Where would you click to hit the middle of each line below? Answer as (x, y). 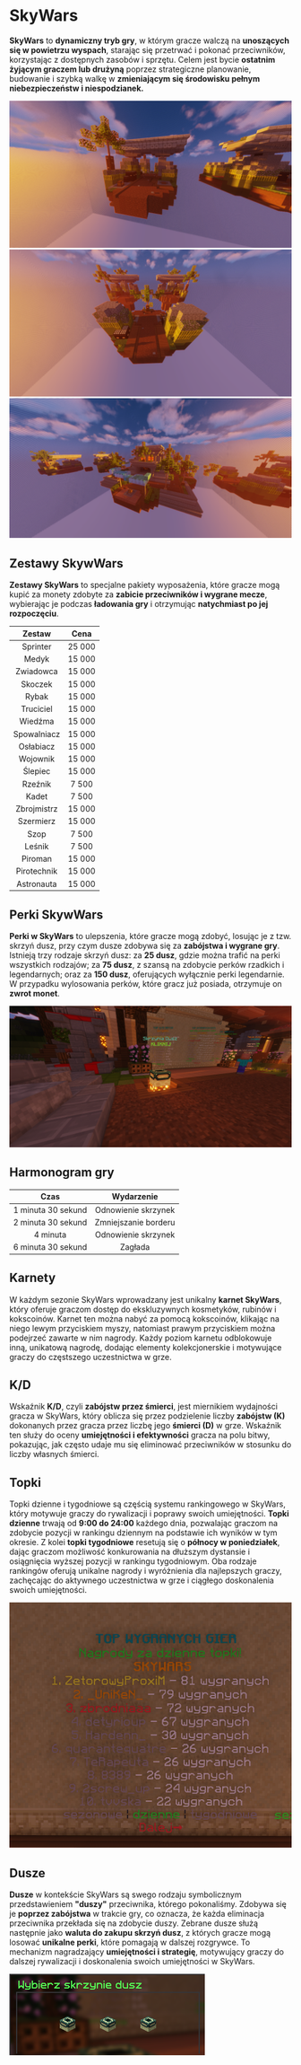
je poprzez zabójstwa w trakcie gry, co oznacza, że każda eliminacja (137, 1914)
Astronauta (37, 883)
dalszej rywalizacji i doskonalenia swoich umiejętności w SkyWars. (132, 1962)
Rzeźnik (37, 784)
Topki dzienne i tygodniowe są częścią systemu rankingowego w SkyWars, (148, 1504)
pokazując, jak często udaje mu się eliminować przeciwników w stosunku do (150, 1445)
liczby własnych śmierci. (55, 1454)
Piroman (36, 859)
